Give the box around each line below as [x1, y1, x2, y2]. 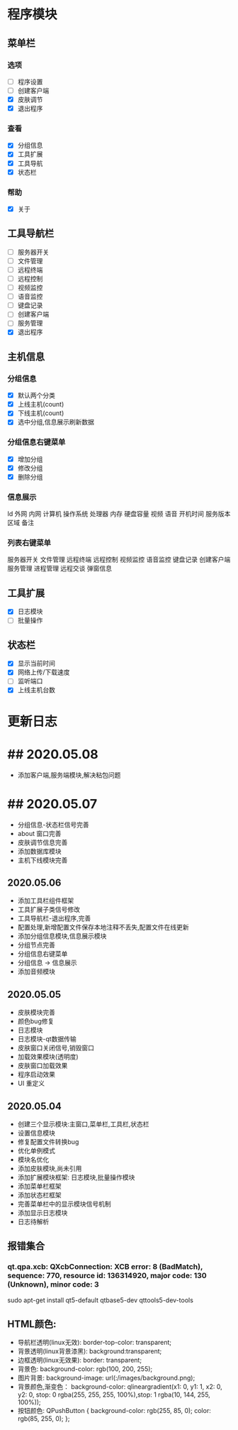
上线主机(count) [17, 400, 64, 409]
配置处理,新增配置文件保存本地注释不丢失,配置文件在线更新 [17, 923, 189, 932]
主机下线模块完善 [17, 856, 68, 864]
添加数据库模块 [17, 847, 62, 855]
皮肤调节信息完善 [17, 838, 68, 847]
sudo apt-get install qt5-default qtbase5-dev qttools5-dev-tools [7, 1296, 193, 1304]
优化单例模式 [17, 1146, 55, 1155]
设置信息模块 [17, 1128, 55, 1137]
